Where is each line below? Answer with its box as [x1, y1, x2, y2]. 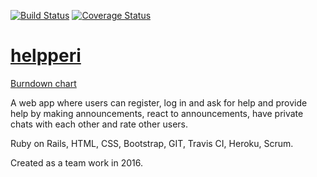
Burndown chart [10, 77, 77, 89]
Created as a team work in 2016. [10, 156, 143, 169]
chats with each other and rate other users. [10, 118, 189, 130]
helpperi [10, 45, 82, 67]
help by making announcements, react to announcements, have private [10, 107, 304, 119]
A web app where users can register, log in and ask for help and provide [10, 96, 308, 109]
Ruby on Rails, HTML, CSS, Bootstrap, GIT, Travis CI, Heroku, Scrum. [10, 137, 294, 149]
